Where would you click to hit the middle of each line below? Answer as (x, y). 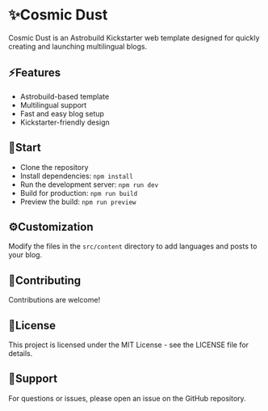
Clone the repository (54, 167)
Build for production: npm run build (79, 193)
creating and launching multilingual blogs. (78, 46)
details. (21, 353)
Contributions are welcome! (54, 300)
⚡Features (35, 73)
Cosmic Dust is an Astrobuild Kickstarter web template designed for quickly (134, 37)
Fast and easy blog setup (62, 113)
